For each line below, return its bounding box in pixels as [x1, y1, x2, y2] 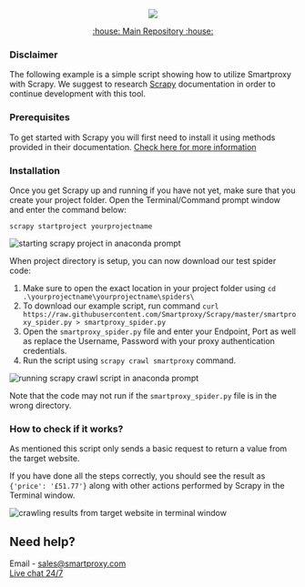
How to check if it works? [9, 422, 124, 435]
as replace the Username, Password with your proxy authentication [22, 335, 276, 346]
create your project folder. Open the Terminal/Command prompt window [9, 194, 280, 205]
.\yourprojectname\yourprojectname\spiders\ [22, 292, 195, 301]
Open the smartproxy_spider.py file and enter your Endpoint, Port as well [22, 326, 297, 337]
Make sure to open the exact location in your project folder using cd [22, 282, 276, 293]
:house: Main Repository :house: [92, 25, 214, 36]
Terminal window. [9, 490, 76, 501]
